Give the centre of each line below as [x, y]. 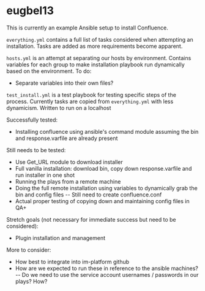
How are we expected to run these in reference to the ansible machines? [107, 268]
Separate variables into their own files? [64, 83]
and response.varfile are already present [66, 138]
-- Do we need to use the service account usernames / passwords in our [107, 274]
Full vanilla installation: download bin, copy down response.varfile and [103, 168]
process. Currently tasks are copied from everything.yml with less [90, 101]
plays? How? [31, 281]
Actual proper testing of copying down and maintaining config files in [102, 201]
